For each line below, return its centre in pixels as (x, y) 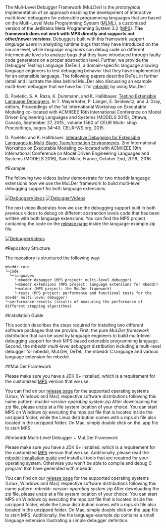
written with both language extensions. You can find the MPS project (75, 218)
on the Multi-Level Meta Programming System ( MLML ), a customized (76, 23)
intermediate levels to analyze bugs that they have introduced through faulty (83, 55)
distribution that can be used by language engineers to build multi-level (78, 336)
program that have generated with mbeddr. (49, 468)
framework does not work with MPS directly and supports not (70, 34)
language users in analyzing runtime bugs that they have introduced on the (82, 44)
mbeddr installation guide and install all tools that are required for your (77, 458)
